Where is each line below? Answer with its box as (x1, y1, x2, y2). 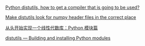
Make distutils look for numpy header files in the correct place (5, 14, 136, 20)
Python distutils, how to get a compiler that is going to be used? (5, 5, 140, 10)
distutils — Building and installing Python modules (5, 35, 111, 41)
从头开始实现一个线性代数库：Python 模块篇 (5, 25, 98, 31)
